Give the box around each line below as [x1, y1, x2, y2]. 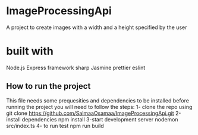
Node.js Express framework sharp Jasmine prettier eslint [6, 64, 146, 71]
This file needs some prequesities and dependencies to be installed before [6, 97, 189, 104]
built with [6, 44, 54, 58]
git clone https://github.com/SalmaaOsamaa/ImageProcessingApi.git [6, 110, 174, 117]
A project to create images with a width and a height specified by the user [6, 24, 187, 31]
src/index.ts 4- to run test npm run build [6, 122, 104, 129]
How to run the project [6, 81, 91, 91]
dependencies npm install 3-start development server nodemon [21, 115, 178, 123]
